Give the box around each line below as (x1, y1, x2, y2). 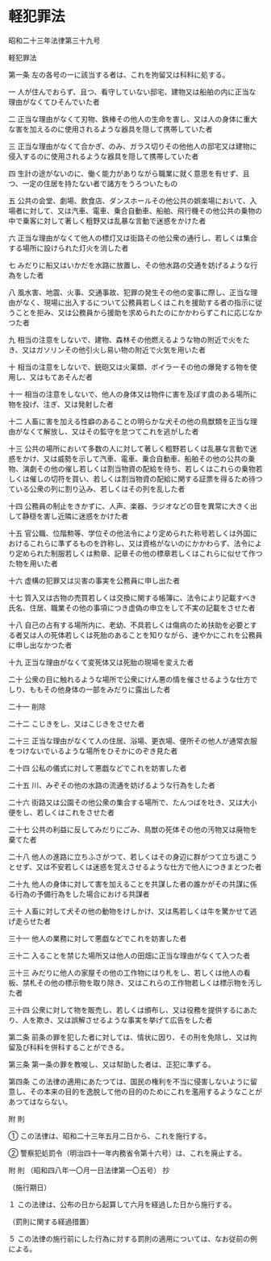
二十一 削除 (8, 701, 46, 711)
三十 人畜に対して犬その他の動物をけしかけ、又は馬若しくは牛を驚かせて (8, 906, 250, 916)
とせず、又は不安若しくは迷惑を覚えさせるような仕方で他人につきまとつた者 (8, 862, 262, 872)
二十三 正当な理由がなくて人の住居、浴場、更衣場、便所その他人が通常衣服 (8, 735, 258, 746)
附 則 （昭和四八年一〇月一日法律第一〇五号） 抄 (8, 1165, 170, 1175)
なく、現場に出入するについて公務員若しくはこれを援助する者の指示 (22, 298, 248, 307)
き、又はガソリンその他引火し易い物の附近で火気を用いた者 (8, 344, 206, 355)
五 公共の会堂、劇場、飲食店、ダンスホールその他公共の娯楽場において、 (8, 195, 250, 206)
